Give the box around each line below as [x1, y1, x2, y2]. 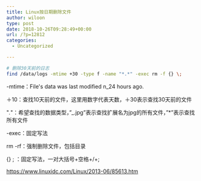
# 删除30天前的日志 [6, 65, 50, 71]
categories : [6, 37, 37, 43]
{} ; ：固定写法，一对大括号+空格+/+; [6, 155, 100, 163]
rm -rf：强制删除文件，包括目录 [6, 142, 86, 150]
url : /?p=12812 [6, 32, 45, 38]
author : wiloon [6, 15, 45, 21]
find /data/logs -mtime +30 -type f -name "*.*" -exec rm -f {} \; [6, 71, 183, 77]
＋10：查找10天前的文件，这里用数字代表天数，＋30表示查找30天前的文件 [6, 95, 192, 103]
